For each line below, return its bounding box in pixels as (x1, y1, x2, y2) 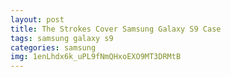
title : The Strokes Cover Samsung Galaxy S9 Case (10, 24, 222, 34)
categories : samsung (10, 42, 97, 53)
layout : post (10, 14, 65, 25)
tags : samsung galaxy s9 (10, 33, 114, 43)
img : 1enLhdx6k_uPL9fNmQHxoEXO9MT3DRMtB (10, 52, 182, 62)
